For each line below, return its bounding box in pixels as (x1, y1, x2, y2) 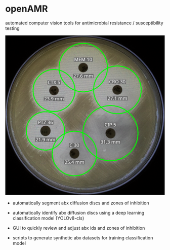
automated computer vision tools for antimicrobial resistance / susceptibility (5, 20, 163, 26)
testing (5, 25, 20, 31)
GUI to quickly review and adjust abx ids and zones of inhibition (12, 225, 145, 231)
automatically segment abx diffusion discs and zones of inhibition (12, 200, 149, 206)
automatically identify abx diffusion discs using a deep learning (12, 210, 145, 216)
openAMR (5, 3, 48, 15)
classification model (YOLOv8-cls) (12, 215, 84, 221)
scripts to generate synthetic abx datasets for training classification (12, 235, 153, 241)
